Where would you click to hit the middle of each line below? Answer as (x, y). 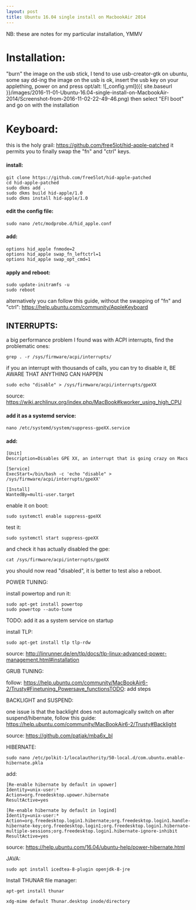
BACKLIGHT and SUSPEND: (40, 700)
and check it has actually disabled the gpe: (58, 549)
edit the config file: (30, 211)
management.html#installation (43, 660)
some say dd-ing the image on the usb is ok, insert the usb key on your (92, 80)
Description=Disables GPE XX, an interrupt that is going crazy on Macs (97, 459)
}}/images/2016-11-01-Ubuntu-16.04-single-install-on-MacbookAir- (88, 92)
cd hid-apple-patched (33, 183)
